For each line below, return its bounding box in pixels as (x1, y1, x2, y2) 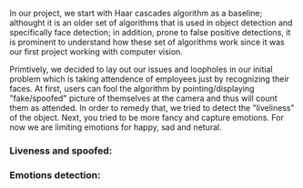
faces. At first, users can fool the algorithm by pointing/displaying (9, 84, 255, 94)
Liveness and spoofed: (9, 144, 113, 157)
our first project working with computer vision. (9, 46, 184, 57)
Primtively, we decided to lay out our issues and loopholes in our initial (9, 64, 273, 74)
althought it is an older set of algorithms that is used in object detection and (9, 17, 293, 28)
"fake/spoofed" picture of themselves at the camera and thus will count (9, 93, 278, 104)
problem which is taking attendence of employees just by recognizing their (9, 74, 289, 84)
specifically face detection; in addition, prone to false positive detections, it (9, 27, 291, 37)
